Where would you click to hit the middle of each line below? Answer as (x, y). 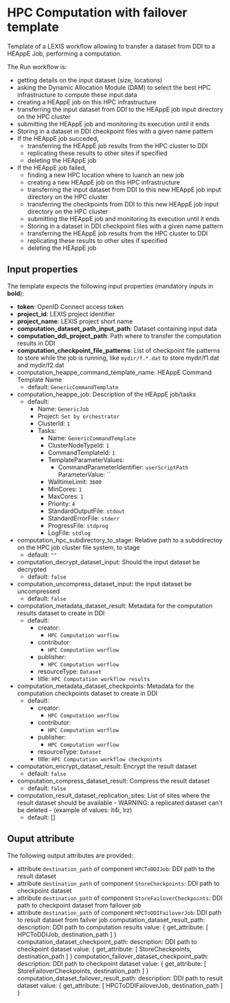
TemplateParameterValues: (86, 460)
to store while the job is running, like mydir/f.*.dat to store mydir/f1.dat (118, 358)
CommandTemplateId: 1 (81, 452)
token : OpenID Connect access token (70, 306)
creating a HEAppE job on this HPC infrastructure (87, 102)
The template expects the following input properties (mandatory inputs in (111, 286)
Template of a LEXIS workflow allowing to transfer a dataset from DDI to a (111, 46)
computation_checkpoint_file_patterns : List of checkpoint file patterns (118, 350)
